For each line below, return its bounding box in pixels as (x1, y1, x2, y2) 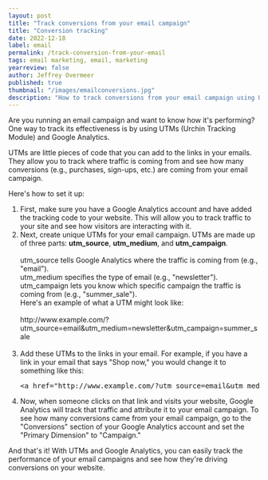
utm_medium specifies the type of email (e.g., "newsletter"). (19, 273, 219, 282)
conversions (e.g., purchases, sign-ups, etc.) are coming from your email (8, 165, 249, 174)
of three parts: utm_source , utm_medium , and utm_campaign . (19, 238, 229, 248)
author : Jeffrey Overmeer (8, 71, 94, 79)
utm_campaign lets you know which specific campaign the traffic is (19, 281, 242, 290)
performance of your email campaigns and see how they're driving (8, 454, 228, 464)
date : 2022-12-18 (8, 34, 66, 42)
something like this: (19, 366, 84, 376)
